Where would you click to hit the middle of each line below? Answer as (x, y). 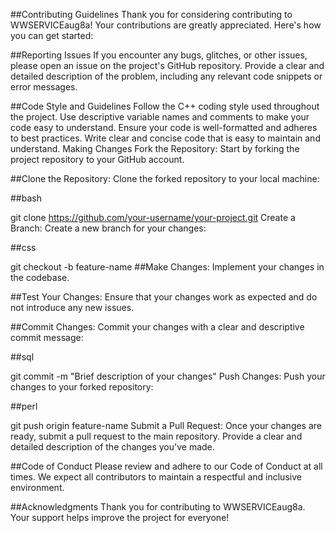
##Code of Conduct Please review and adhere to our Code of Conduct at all (166, 466)
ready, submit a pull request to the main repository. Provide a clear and (156, 436)
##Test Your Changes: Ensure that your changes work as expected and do (164, 297)
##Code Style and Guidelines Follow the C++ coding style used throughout (165, 106)
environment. (37, 487)
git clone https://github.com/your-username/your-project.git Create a (153, 217)
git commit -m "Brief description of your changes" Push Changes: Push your (168, 376)
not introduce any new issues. (72, 307)
